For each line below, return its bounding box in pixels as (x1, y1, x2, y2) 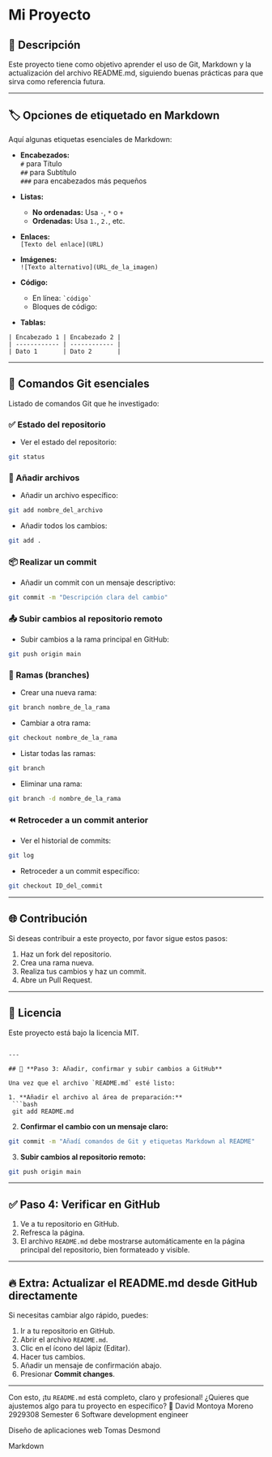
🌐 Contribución (8, 912, 87, 926)
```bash (11, 1100, 38, 1108)
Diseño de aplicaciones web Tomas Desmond (8, 1425, 160, 1435)
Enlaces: (19, 231, 51, 241)
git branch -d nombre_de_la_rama (8, 795, 121, 803)
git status (8, 453, 45, 461)
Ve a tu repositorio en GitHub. (19, 1219, 120, 1229)
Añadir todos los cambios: (19, 521, 108, 531)
